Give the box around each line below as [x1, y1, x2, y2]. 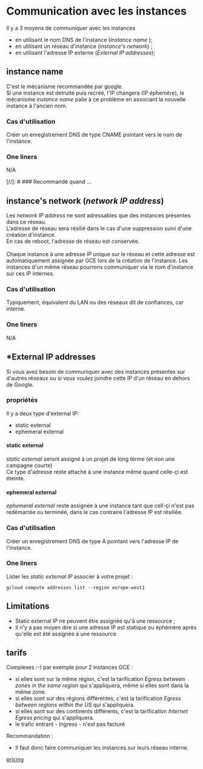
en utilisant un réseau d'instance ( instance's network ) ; [15, 42, 153, 50]
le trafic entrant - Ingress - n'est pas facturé [15, 720, 125, 728]
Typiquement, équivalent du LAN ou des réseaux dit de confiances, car [6, 299, 184, 306]
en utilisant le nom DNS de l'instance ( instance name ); [15, 36, 153, 43]
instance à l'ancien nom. [6, 102, 68, 109]
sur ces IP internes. [6, 270, 55, 277]
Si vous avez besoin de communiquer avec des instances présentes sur [6, 368, 185, 375]
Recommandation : [6, 733, 53, 740]
